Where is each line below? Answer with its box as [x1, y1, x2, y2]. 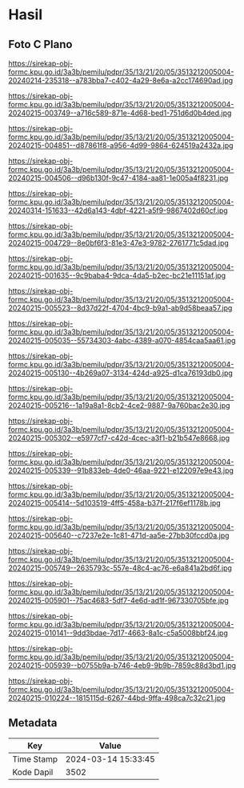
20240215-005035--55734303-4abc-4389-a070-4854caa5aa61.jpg [8, 336, 236, 345]
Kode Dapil [12, 766, 54, 778]
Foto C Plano [8, 38, 73, 51]
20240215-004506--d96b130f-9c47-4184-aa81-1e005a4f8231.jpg [8, 174, 229, 182]
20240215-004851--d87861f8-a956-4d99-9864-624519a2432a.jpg [8, 141, 234, 150]
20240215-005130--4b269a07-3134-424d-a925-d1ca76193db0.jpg [8, 368, 234, 378]
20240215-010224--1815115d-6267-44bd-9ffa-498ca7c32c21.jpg [8, 694, 226, 702]
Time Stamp [12, 754, 58, 765]
